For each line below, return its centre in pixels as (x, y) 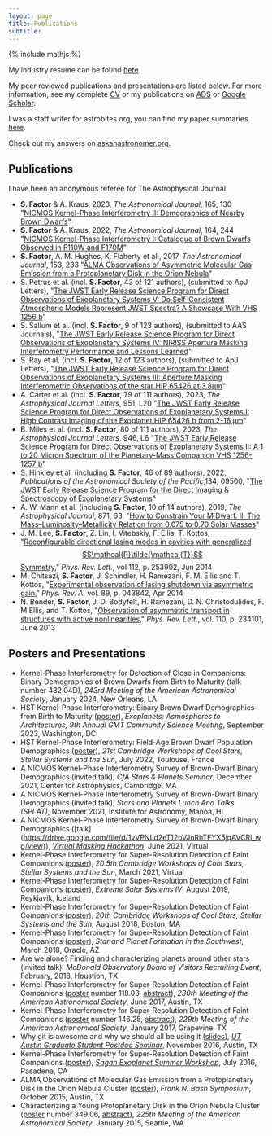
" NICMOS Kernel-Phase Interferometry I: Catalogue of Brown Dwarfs (136, 239)
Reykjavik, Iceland (50, 898)
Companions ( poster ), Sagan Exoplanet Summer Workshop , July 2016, (138, 1062)
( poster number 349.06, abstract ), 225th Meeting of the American (130, 1114)
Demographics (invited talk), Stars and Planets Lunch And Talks (127, 803)
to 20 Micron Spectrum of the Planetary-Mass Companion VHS (125, 455)
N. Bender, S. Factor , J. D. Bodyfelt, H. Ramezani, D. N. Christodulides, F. (142, 602)
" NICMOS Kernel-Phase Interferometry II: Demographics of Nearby (132, 213)
